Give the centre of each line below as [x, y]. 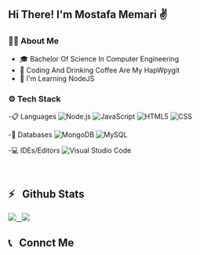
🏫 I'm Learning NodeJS [57, 78]
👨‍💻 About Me [33, 41]
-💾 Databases [30, 135]
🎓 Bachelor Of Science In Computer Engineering [99, 58]
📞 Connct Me [41, 243]
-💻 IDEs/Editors [34, 150]
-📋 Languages [33, 116]
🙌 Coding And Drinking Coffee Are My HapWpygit [100, 70]
